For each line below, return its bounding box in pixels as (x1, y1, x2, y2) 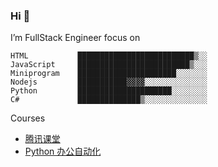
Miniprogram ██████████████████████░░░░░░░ (10, 69, 208, 79)
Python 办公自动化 (24, 145, 102, 158)
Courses (10, 112, 46, 124)
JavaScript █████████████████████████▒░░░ (10, 60, 208, 70)
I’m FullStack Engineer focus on (10, 32, 141, 44)
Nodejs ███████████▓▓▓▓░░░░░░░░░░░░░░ (10, 77, 208, 88)
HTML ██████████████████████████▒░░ (10, 51, 208, 61)
